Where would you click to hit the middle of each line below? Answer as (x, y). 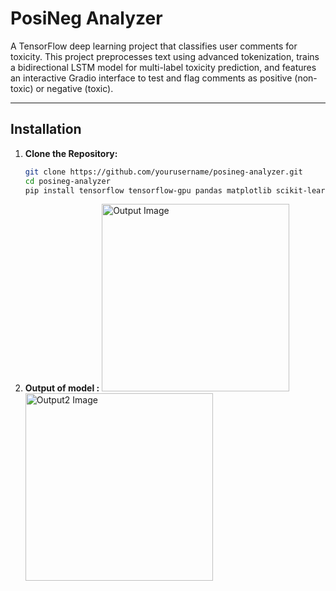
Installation (46, 129)
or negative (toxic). (74, 88)
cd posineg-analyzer (67, 181)
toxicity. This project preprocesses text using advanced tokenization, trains (165, 56)
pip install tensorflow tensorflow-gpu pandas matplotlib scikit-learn (177, 190)
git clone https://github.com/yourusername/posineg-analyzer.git (163, 172)
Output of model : (62, 388)
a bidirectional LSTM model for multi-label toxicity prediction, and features (163, 67)
